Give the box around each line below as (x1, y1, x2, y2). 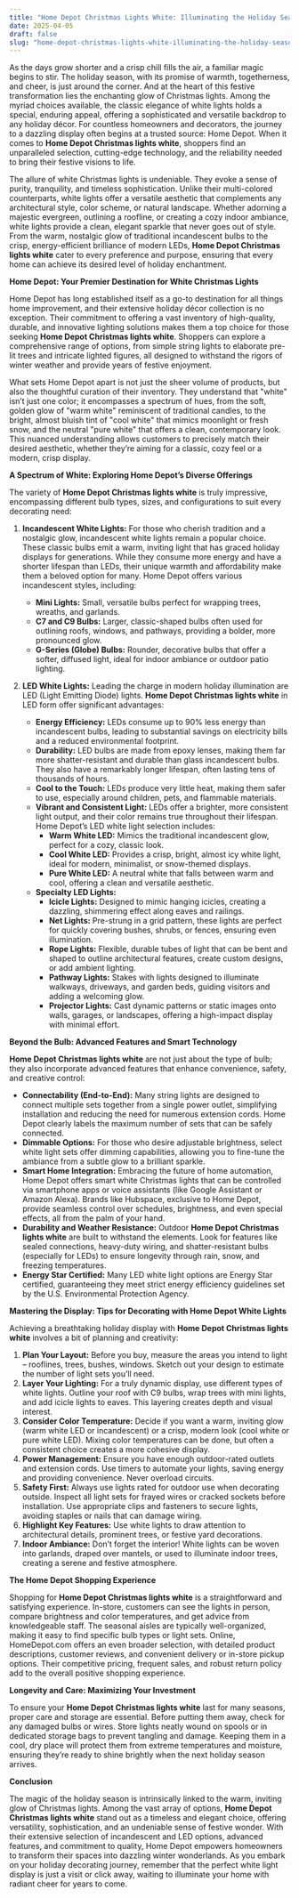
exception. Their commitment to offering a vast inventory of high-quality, (9, 312, 276, 323)
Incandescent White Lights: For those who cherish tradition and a (21, 523, 266, 534)
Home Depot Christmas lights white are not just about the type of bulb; (9, 1054, 273, 1064)
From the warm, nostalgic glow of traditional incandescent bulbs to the (9, 230, 269, 241)
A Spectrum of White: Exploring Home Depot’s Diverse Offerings (9, 470, 254, 481)
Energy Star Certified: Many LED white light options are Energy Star (21, 1270, 273, 1280)
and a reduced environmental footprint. (35, 736, 180, 747)
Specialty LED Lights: (35, 887, 117, 898)
